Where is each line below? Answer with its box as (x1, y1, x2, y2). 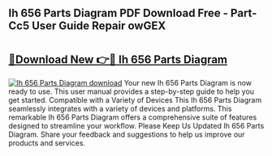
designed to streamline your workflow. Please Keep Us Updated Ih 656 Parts (8, 121, 265, 130)
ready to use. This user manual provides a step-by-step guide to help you (8, 86, 254, 96)
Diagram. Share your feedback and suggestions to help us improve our (8, 129, 245, 139)
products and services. (8, 138, 86, 148)
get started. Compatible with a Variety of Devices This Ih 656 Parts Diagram (8, 95, 262, 104)
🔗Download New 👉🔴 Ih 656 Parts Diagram (8, 53, 228, 66)
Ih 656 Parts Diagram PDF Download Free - (8, 6, 229, 20)
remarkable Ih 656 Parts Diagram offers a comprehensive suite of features (8, 112, 257, 122)
